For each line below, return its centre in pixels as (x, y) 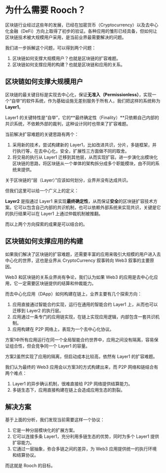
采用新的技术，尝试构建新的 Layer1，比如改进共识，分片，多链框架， (82, 145)
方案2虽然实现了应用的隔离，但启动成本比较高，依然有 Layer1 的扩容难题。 (81, 356)
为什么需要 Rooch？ (45, 10)
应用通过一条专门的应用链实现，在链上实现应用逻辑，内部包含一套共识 (84, 317)
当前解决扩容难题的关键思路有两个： (42, 134)
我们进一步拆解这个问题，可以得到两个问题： (51, 48)
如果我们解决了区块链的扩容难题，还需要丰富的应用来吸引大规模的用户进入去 (83, 254)
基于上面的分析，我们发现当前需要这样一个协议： (55, 420)
